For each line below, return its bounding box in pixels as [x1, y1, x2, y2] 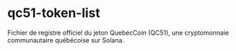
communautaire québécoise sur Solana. [7, 35, 125, 44]
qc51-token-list [7, 5, 101, 21]
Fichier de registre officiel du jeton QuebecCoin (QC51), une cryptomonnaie [7, 28, 230, 37]
